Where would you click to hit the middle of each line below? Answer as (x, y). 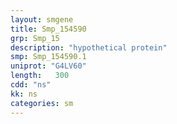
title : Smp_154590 (48, 29)
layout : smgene (42, 19)
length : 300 (40, 76)
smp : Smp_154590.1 (48, 57)
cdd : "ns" (31, 85)
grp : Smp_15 (35, 38)
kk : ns (24, 94)
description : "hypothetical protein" (89, 47)
